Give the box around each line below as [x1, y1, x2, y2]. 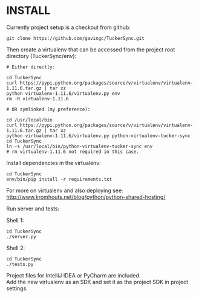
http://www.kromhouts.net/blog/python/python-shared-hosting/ [6, 193, 166, 200]
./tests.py [6, 261, 34, 267]
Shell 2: [6, 244, 25, 251]
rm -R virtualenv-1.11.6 [6, 96, 69, 102]
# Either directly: [6, 64, 56, 70]
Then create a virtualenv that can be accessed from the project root [6, 46, 175, 53]
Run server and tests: [6, 205, 60, 212]
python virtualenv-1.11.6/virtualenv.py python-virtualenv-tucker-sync [6, 132, 191, 139]
